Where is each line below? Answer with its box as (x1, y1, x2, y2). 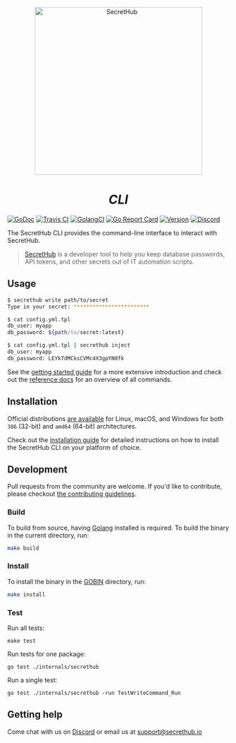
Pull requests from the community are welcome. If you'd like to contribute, (7, 482, 223, 491)
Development (7, 463, 68, 475)
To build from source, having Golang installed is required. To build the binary (7, 523, 230, 532)
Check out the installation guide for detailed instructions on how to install (7, 435, 219, 444)
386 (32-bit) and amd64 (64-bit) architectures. (7, 422, 137, 430)
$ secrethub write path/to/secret (7, 297, 109, 304)
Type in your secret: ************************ (7, 303, 150, 310)
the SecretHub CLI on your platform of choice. (7, 443, 142, 451)
